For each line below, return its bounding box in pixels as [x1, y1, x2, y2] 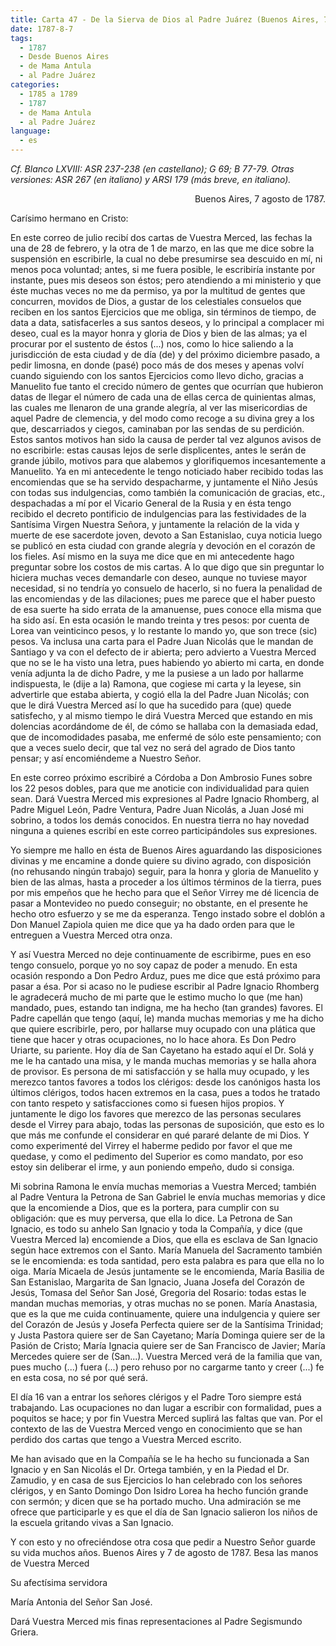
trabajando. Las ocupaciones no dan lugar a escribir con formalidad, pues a [10, 1402, 322, 1413]
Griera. [10, 1626, 39, 1638]
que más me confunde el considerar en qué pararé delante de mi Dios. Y [10, 1129, 310, 1141]
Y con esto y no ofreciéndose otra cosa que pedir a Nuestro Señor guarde [10, 1536, 316, 1548]
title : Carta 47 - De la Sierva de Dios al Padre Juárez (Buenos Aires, [10, 14, 320, 25]
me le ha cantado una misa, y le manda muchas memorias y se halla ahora [10, 1055, 317, 1066]
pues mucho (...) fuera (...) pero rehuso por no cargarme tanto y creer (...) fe [10, 1361, 325, 1373]
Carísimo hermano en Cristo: [10, 212, 129, 224]
